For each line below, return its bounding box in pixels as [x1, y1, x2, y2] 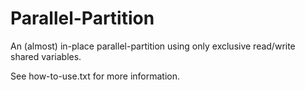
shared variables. [10, 50, 82, 62]
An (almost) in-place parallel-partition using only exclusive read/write [10, 40, 296, 52]
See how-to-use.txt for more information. [10, 70, 180, 82]
